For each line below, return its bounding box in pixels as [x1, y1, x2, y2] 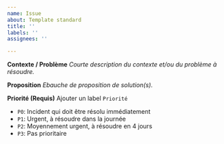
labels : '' [7, 29, 39, 36]
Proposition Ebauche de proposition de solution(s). [7, 81, 153, 89]
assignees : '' [7, 36, 48, 43]
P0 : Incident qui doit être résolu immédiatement [17, 108, 151, 116]
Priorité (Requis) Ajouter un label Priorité [7, 94, 128, 103]
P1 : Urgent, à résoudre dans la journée [17, 115, 126, 123]
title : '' [7, 23, 36, 29]
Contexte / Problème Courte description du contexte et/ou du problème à [7, 60, 217, 69]
